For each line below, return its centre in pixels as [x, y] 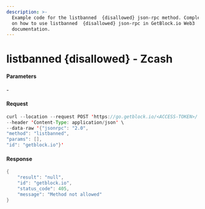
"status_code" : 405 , [43, 189]
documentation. [31, 29]
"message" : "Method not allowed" [60, 194]
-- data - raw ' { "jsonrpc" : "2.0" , [47, 128]
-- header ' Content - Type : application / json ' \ [65, 122]
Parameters [21, 76]
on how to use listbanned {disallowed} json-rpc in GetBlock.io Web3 [103, 23]
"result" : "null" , [41, 177]
